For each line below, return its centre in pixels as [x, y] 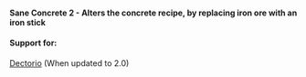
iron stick [27, 22]
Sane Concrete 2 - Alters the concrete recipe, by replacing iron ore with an [153, 13]
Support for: [33, 43]
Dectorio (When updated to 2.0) [69, 63]
